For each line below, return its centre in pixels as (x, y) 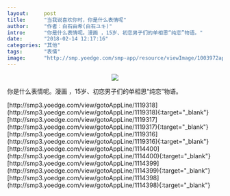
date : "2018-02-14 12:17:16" (58, 39)
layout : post (32, 13)
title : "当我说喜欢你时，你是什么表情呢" (67, 20)
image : (16, 58)
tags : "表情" (34, 52)
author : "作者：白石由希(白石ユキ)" (60, 26)
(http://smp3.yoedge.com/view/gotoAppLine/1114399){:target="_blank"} (109, 170)
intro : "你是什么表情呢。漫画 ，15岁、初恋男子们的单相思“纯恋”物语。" (105, 33)
